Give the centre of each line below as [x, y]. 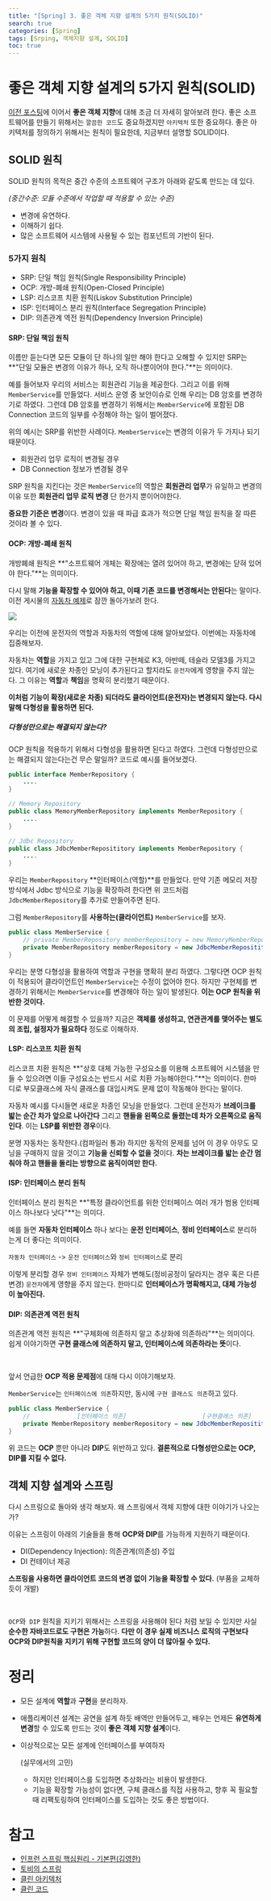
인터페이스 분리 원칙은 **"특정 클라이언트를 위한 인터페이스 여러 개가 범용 [123, 1203]
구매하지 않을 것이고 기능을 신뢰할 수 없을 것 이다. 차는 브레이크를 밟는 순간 [138, 1153]
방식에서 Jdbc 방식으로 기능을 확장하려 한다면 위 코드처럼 [98, 890]
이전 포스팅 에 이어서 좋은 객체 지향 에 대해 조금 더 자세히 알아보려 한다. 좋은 [125, 112]
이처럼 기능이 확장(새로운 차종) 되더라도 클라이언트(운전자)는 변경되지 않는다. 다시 [135, 697]
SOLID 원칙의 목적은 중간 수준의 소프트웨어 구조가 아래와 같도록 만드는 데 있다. [132, 181]
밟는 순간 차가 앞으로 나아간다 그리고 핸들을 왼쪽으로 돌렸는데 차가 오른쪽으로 [128, 1115]
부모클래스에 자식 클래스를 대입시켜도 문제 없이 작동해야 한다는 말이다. [133, 1088]
